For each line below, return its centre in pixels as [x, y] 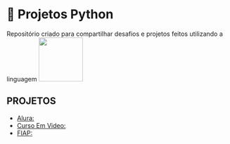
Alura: [25, 118]
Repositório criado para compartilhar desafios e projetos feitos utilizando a [115, 34]
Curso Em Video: [41, 125]
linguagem [22, 79]
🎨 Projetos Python [60, 14]
